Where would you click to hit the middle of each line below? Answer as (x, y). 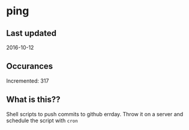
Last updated (31, 33)
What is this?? (33, 100)
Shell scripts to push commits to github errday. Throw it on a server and (95, 114)
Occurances (30, 66)
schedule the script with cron (42, 120)
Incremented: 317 (28, 81)
